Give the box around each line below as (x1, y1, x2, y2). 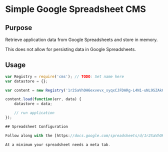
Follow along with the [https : (5, 133, 70, 138)
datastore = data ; (14, 101, 52, 106)
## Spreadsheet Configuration (5, 124, 68, 129)
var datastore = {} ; (5, 78, 48, 83)
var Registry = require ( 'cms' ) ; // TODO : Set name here (5, 74, 124, 79)
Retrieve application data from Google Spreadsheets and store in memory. (5, 36, 158, 42)
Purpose (5, 23, 32, 32)
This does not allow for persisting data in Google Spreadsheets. (5, 46, 136, 52)
